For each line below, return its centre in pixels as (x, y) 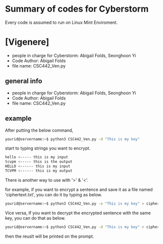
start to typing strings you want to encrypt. (48, 148)
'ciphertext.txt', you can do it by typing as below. (54, 194)
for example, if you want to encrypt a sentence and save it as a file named (79, 189)
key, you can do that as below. (35, 218)
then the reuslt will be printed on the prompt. (50, 236)
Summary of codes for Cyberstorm (77, 9)
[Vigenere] (27, 42)
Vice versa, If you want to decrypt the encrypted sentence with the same (78, 213)
